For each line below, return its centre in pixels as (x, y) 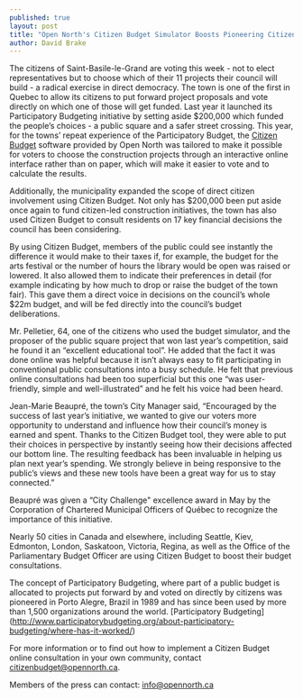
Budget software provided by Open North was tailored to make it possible (146, 145)
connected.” (32, 483)
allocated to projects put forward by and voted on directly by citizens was (146, 593)
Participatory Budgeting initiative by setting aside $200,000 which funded (147, 116)
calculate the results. (48, 174)
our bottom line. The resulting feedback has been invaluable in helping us (146, 454)
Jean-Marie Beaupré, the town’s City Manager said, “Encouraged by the (143, 406)
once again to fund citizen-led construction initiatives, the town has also (143, 210)
